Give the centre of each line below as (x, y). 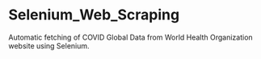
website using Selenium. (49, 45)
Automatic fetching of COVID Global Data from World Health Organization (130, 37)
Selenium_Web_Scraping (94, 15)
